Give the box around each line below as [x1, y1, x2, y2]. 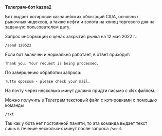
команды [5, 102, 24, 108]
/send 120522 [5, 43, 32, 48]
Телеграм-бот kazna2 [5, 4, 52, 10]
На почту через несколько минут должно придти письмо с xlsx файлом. [5, 88, 156, 93]
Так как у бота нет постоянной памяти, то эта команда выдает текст [5, 120, 147, 126]
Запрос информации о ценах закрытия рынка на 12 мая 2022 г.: [5, 34, 138, 39]
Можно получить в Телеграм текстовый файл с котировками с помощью [5, 97, 157, 103]
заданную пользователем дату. [5, 24, 71, 30]
